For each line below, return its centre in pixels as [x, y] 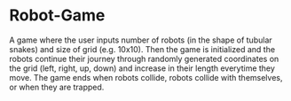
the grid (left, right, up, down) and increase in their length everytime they [142, 68]
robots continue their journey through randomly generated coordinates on [144, 58]
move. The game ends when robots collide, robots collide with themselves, [146, 77]
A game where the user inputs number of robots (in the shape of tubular [141, 40]
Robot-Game [57, 16]
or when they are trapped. [57, 87]
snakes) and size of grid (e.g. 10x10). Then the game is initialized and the [142, 49]
